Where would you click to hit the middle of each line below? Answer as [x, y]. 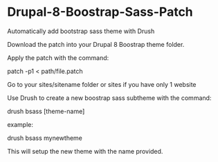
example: [20, 124]
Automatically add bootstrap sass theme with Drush [81, 31]
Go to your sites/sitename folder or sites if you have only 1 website [102, 84]
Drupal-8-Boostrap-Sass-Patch [100, 12]
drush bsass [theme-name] [46, 111]
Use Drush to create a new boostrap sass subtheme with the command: [109, 98]
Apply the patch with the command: [58, 58]
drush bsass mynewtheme [45, 138]
